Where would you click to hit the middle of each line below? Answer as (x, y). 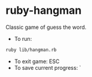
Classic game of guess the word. (46, 27)
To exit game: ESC (37, 61)
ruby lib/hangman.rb (31, 50)
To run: (23, 38)
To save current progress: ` (47, 67)
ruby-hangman (44, 11)
